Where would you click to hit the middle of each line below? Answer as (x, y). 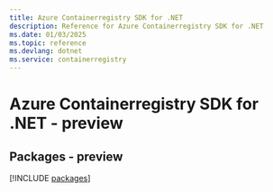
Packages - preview (66, 156)
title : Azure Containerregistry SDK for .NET (96, 18)
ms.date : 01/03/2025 (48, 34)
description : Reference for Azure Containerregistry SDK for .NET (136, 26)
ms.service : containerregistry (68, 59)
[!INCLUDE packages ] (50, 178)
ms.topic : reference (48, 43)
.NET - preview (66, 123)
